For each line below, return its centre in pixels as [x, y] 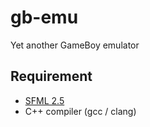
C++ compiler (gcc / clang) [80, 111]
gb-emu [44, 17]
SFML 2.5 [44, 100]
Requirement [51, 76]
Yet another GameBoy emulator [75, 45]
